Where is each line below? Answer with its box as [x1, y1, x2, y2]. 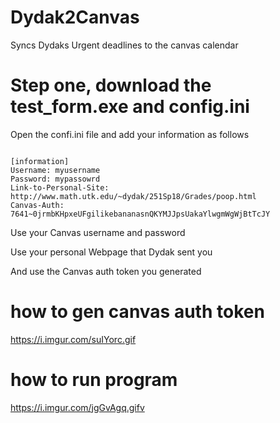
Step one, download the [10, 74, 212, 97]
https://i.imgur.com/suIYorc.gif [10, 333, 137, 345]
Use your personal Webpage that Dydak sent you [10, 246, 213, 258]
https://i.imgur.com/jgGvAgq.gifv [10, 401, 145, 413]
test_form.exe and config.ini [10, 96, 250, 118]
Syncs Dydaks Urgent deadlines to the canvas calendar [10, 39, 239, 51]
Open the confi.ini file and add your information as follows [10, 128, 250, 140]
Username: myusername [10, 165, 101, 175]
